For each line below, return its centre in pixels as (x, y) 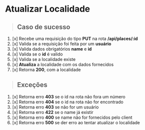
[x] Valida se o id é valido (37, 54)
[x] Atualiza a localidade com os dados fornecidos (63, 65)
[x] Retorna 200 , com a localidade (46, 70)
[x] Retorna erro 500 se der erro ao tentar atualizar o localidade (76, 122)
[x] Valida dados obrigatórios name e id (52, 49)
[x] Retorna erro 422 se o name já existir (53, 112)
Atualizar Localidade (48, 9)
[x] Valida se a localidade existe (44, 59)
